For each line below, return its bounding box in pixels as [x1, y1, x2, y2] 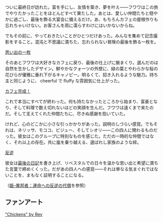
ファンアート [5, 198, 43, 206]
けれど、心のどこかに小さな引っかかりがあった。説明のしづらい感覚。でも [5, 121, 154, 127]
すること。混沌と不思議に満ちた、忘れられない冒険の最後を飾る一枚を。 [13, 39, 159, 45]
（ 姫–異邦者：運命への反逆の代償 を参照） [5, 183, 89, 188]
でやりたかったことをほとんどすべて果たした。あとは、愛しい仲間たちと [5, 10, 150, 16]
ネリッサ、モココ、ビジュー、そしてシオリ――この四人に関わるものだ [18, 127, 158, 133]
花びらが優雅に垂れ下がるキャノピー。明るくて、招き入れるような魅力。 [5, 72, 150, 77]
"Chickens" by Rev [5, 211, 43, 217]
